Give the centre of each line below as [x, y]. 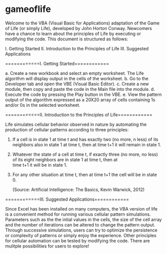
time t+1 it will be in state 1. [40, 165]
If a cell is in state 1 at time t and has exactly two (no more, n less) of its [85, 139]
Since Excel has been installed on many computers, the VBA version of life [81, 209]
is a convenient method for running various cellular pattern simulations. [78, 214]
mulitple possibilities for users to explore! [47, 246]
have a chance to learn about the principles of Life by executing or [73, 33]
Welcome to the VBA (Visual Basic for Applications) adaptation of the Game [83, 23]
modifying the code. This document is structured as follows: [67, 39]
